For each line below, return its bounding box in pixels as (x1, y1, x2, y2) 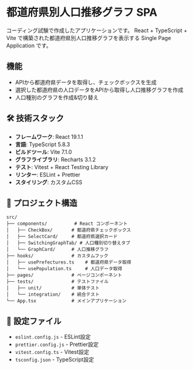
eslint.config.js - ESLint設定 (15, 333, 91, 341)
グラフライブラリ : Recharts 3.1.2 (15, 156, 96, 163)
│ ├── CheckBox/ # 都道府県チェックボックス (6, 227, 132, 233)
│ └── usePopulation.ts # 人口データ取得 (6, 266, 123, 272)
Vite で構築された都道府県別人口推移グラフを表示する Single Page (6, 34, 171, 41)
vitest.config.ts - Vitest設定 (15, 348, 90, 356)
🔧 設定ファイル (6, 316, 62, 326)
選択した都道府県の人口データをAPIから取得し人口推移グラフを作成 (15, 86, 184, 93)
